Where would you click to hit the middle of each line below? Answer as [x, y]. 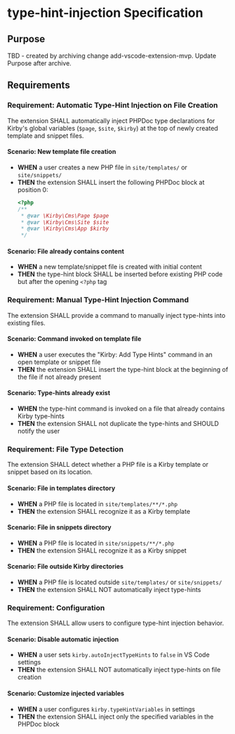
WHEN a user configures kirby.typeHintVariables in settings [106, 709]
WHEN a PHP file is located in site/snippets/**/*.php [96, 543]
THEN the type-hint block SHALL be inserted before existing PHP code [120, 274]
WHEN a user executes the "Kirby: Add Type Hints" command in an [115, 354]
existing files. [26, 323]
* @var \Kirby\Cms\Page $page [65, 216]
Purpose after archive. [39, 63]
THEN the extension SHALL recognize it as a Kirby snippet [102, 550]
